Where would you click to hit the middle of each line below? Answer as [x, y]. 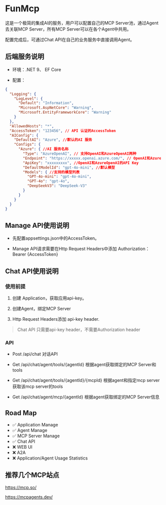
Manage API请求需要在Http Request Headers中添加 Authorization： [81, 249]
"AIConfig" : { [24, 135]
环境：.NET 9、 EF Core [37, 69]
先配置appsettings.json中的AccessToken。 [56, 238]
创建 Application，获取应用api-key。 [49, 298]
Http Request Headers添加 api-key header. [56, 319]
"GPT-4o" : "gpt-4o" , [48, 181]
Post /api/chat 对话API [35, 354]
